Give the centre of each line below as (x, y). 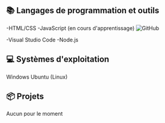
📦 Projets (25, 96)
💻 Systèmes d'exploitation (58, 59)
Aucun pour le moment (34, 114)
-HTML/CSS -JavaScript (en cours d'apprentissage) (70, 28)
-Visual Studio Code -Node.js (42, 40)
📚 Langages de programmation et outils (83, 10)
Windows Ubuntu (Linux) (37, 77)
